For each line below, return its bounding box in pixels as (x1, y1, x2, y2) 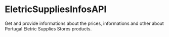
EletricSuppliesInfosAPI (5, 4, 107, 15)
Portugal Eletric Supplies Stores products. (5, 25, 92, 31)
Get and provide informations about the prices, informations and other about (5, 20, 164, 26)
